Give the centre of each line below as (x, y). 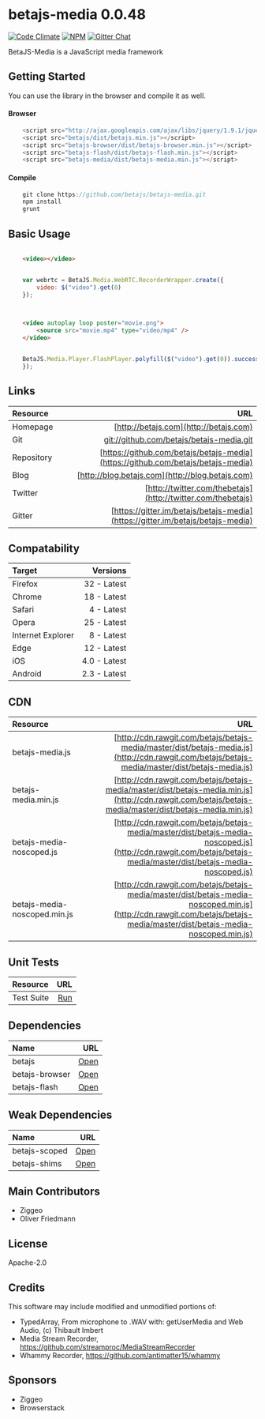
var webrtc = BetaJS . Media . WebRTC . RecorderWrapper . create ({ (123, 280)
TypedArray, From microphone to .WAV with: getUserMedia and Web (131, 1322)
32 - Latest (105, 584)
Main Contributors (54, 1191)
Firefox (25, 584)
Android (27, 674)
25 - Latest (105, 623)
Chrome (27, 597)
